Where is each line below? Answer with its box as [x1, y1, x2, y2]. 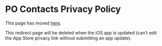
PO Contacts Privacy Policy [5, 3, 121, 15]
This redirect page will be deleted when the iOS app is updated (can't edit [5, 29, 157, 35]
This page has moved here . [5, 20, 61, 26]
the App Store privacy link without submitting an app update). [5, 35, 131, 41]
